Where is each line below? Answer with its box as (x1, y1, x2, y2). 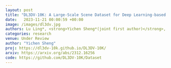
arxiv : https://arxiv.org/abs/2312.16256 (5, 50, 95, 55)
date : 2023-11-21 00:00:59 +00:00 (5, 17, 83, 22)
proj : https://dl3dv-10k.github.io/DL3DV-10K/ (5, 46, 106, 51)
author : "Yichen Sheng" (5, 41, 56, 46)
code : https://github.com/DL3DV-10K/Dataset (5, 55, 102, 60)
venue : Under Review (5, 36, 50, 41)
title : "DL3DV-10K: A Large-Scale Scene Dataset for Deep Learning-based (5, 12, 166, 17)
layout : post (5, 7, 33, 13)
